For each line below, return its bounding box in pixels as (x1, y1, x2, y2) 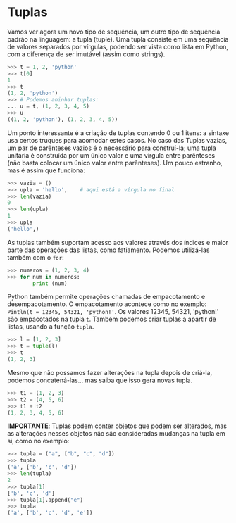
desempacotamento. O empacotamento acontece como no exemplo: (7, 300, 207, 308)
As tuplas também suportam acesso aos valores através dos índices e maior (7, 238, 229, 246)
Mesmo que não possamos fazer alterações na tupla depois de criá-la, (7, 368, 213, 377)
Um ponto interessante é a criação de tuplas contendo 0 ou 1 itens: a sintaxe (7, 128, 230, 137)
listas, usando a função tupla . (7, 322, 94, 331)
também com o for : (7, 253, 65, 261)
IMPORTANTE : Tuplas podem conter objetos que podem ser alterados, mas (7, 422, 228, 430)
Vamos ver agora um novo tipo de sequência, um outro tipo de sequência (7, 27, 221, 36)
